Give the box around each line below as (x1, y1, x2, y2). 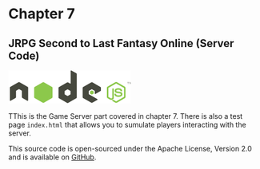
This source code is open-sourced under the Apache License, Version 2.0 (8, 144, 252, 153)
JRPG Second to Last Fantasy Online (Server (8, 37, 234, 50)
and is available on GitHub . (8, 152, 97, 162)
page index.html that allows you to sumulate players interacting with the (8, 120, 246, 129)
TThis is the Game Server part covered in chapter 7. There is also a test (8, 112, 243, 120)
